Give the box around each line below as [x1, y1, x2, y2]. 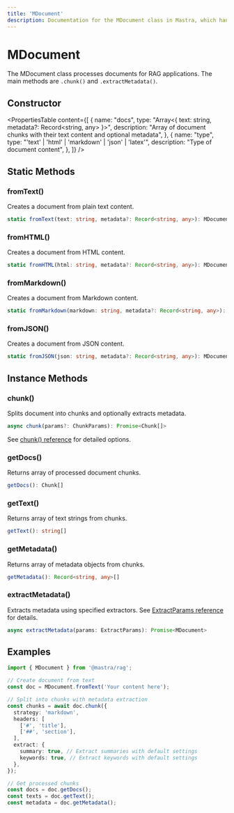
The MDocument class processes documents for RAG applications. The [7, 70, 212, 78]
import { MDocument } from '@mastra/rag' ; [7, 665, 132, 672]
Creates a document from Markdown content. [7, 294, 139, 302]
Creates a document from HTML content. [7, 248, 125, 256]
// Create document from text [7, 677, 95, 684]
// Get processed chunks [7, 780, 79, 787]
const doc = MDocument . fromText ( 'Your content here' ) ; [7, 683, 170, 690]
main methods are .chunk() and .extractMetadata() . [7, 77, 158, 86]
